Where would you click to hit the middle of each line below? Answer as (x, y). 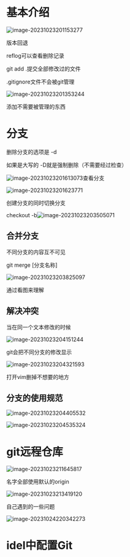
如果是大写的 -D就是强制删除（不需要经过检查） (67, 165)
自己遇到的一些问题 (31, 507)
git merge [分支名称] (32, 265)
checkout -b (22, 215)
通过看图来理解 (25, 290)
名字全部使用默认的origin (38, 482)
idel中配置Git (40, 546)
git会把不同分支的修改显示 (39, 352)
